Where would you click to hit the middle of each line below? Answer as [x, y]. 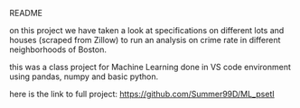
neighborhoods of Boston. [58, 49]
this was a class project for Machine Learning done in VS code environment [150, 67]
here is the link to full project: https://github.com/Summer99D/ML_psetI [142, 94]
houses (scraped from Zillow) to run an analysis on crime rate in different [145, 40]
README [26, 13]
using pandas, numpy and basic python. [84, 76]
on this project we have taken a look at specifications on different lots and [147, 30]
